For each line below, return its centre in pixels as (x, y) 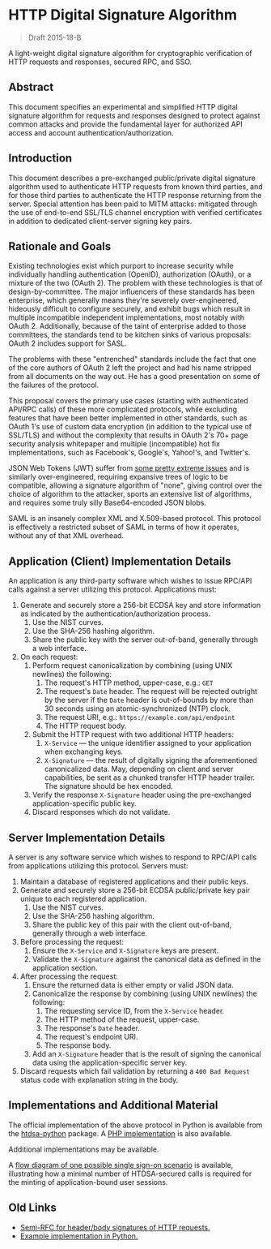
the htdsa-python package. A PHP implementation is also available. (120, 1133)
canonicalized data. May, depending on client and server (139, 769)
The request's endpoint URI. (91, 1037)
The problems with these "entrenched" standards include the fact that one (132, 360)
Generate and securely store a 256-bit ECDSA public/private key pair (135, 890)
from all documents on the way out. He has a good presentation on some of (134, 377)
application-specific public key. (85, 803)
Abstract (31, 87)
